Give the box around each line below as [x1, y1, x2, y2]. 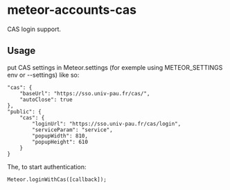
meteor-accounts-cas [7, 2, 137, 18]
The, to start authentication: [7, 162, 87, 171]
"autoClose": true [19, 96, 73, 103]
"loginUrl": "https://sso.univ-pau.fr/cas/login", [32, 120, 182, 127]
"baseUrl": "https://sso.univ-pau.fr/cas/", [19, 90, 150, 97]
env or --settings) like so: [7, 70, 80, 79]
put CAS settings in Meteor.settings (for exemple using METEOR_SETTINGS [7, 63, 223, 71]
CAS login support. [7, 25, 61, 33]
